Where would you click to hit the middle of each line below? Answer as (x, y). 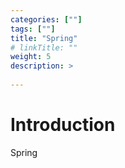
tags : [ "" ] (33, 29)
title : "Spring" (44, 38)
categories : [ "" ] (46, 19)
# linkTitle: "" (44, 47)
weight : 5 (31, 57)
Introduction (63, 125)
